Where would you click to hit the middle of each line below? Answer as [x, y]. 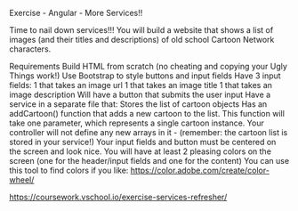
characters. [30, 49]
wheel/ [22, 180]
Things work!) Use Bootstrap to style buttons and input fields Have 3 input [145, 76]
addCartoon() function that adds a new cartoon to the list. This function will [147, 114]
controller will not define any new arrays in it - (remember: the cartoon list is [149, 132]
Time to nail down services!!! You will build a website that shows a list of [141, 30]
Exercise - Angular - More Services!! [76, 13]
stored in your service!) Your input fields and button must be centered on [143, 142]
